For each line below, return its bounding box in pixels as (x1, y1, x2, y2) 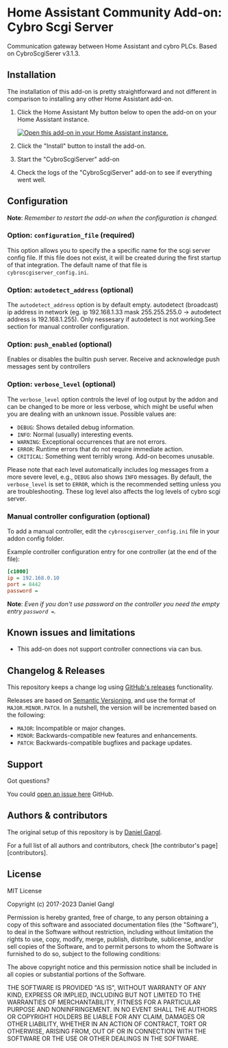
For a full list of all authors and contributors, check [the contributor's (7, 841, 200, 849)
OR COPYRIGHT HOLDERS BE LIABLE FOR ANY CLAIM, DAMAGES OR (7, 1012, 205, 1021)
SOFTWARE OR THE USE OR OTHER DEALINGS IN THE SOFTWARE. (7, 1034, 199, 1043)
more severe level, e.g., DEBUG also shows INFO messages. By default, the (7, 473, 212, 481)
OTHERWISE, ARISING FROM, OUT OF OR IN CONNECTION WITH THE (7, 1027, 207, 1035)
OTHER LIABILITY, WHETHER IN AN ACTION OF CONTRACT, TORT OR (7, 1019, 207, 1028)
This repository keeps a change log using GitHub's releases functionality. (7, 683, 214, 691)
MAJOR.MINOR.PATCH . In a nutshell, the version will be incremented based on (7, 703, 217, 712)
